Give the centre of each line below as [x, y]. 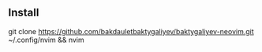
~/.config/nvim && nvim [46, 40]
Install [24, 13]
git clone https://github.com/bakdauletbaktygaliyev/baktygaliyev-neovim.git [131, 31]
